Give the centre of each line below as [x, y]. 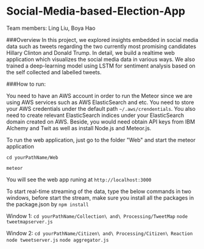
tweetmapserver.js [30, 222]
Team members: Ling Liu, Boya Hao [51, 28]
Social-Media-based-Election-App [96, 11]
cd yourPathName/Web [33, 157]
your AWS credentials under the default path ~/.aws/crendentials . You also [101, 108]
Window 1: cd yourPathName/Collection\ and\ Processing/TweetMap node [97, 216]
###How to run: [26, 84]
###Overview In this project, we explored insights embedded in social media [102, 40]
